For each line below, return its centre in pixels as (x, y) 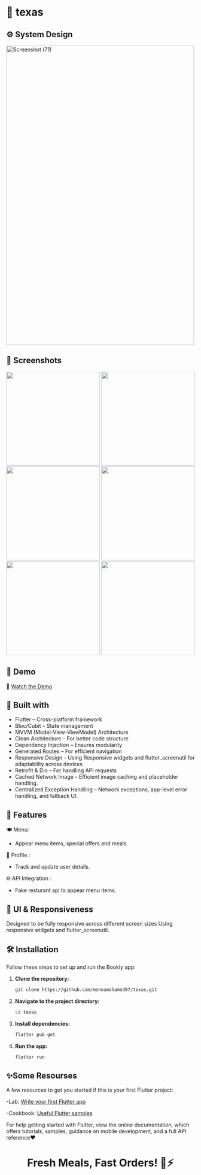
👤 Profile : (18, 855)
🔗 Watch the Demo (29, 686)
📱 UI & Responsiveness (50, 909)
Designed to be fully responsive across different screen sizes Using (89, 924)
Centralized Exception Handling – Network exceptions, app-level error (101, 790)
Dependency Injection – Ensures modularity (68, 745)
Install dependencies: (42, 1023)
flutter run (30, 1057)
